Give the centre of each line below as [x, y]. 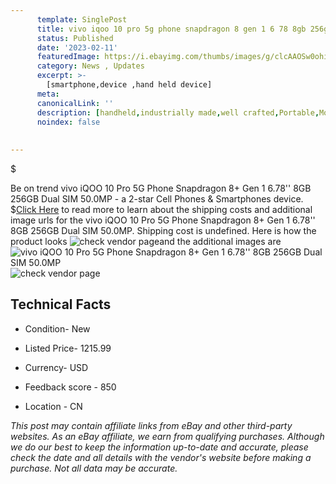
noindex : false [68, 122]
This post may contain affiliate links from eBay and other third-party [151, 425]
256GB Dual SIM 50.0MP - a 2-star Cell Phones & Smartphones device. [157, 199]
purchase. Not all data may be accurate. [94, 468]
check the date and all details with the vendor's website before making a [161, 457]
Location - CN [53, 406]
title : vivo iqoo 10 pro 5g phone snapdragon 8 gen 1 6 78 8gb [171, 29]
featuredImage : [68, 57]
